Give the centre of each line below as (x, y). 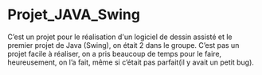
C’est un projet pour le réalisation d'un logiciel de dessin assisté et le (120, 37)
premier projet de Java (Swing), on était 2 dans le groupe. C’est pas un (123, 45)
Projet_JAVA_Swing (74, 15)
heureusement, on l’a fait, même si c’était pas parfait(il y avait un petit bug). (131, 62)
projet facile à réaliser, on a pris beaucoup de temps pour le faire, (115, 53)
